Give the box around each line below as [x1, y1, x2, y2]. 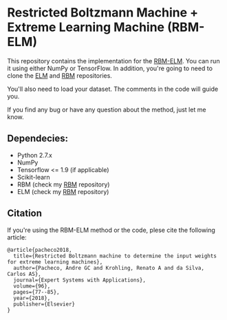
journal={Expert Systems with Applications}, [13, 277, 147, 284]
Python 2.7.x [17, 151, 53, 159]
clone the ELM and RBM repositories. [7, 71, 112, 80]
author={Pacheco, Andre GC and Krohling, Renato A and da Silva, [13, 264, 205, 271]
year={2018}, [13, 295, 51, 301]
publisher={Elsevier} [13, 301, 76, 308]
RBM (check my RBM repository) [17, 180, 110, 189]
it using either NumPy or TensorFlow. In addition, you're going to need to [7, 64, 213, 72]
